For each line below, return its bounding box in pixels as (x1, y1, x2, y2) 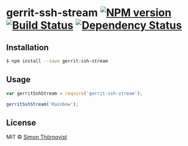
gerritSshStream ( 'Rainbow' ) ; (6, 101, 79, 107)
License (6, 117, 36, 128)
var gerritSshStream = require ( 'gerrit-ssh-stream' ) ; (6, 90, 143, 97)
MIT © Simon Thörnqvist (6, 133, 67, 141)
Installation (6, 42, 49, 52)
